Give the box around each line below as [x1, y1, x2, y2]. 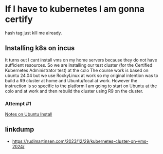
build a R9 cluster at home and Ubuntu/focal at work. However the [5, 77, 138, 83]
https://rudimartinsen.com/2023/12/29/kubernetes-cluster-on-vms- [12, 138, 148, 144]
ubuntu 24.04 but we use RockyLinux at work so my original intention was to [5, 72, 159, 78]
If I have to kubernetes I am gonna [5, 3, 145, 15]
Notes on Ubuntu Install [5, 111, 53, 117]
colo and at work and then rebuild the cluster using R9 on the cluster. [5, 88, 144, 94]
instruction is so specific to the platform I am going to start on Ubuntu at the [5, 83, 157, 89]
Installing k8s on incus [5, 44, 75, 52]
